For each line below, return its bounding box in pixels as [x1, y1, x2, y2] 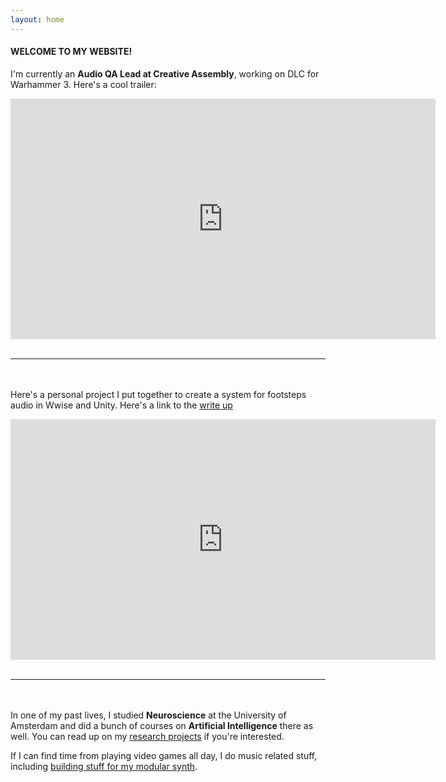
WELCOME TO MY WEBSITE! [10, 46, 133, 58]
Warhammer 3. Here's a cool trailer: [10, 78, 157, 90]
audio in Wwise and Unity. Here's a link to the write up [10, 399, 233, 411]
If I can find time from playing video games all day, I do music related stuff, [10, 749, 318, 761]
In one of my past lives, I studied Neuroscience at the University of [10, 709, 287, 721]
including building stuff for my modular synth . [10, 760, 198, 772]
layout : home [10, 14, 65, 25]
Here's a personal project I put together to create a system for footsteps [10, 388, 307, 400]
